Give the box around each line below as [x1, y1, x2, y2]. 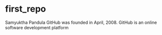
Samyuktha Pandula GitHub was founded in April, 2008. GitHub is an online [5, 19, 157, 25]
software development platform [5, 24, 69, 30]
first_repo [5, 3, 46, 15]
